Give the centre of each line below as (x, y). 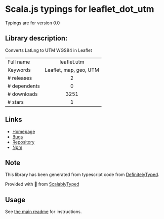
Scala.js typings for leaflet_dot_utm (80, 9)
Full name (19, 62)
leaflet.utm (72, 62)
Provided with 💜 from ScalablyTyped (42, 184)
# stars (16, 102)
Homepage (24, 131)
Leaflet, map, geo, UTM (72, 70)
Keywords (19, 70)
